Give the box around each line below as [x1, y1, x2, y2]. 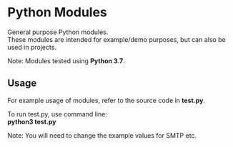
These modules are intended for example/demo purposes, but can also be [7, 35, 227, 43]
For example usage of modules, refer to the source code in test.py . [7, 96, 206, 104]
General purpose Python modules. [7, 28, 109, 36]
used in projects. [7, 43, 57, 51]
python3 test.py [7, 117, 56, 126]
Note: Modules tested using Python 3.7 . [7, 56, 125, 65]
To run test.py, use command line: [7, 109, 107, 118]
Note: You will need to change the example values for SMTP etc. [7, 131, 197, 139]
